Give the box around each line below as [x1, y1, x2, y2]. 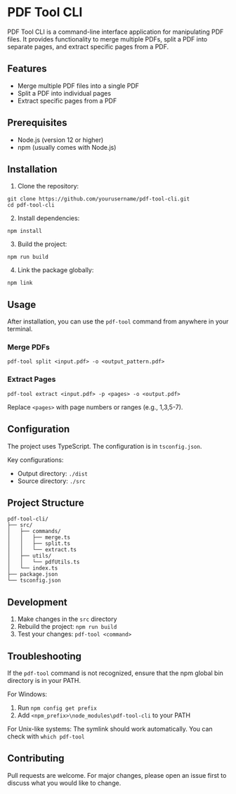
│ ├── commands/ [7, 528, 61, 535]
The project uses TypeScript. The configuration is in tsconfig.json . [7, 442, 202, 450]
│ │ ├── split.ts [7, 540, 71, 547]
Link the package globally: [17, 266, 94, 274]
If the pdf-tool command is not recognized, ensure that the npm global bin [7, 669, 223, 677]
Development [7, 596, 68, 608]
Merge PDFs [7, 342, 51, 352]
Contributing [7, 753, 65, 764]
